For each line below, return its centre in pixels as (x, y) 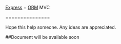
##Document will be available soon (42, 37)
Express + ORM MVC (28, 7)
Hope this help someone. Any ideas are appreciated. (61, 27)
